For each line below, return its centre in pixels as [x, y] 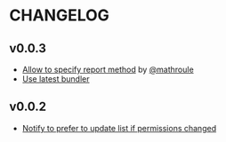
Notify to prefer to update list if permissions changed [119, 128]
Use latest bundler [56, 79]
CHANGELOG [59, 16]
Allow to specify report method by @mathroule [108, 69]
